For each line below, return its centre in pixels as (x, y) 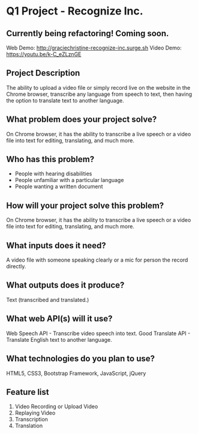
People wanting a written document (59, 187)
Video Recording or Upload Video (56, 407)
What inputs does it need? (56, 245)
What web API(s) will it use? (59, 319)
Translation (29, 426)
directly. (16, 266)
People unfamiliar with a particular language (69, 180)
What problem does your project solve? (82, 120)
